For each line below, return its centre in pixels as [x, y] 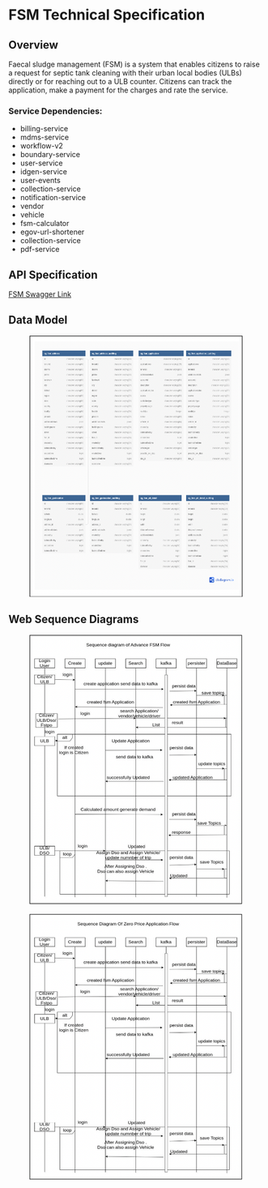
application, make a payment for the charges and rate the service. [118, 90]
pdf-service [40, 250]
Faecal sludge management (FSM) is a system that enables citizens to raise [134, 64]
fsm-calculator [45, 224]
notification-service [53, 198]
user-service [41, 163]
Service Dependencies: [55, 111]
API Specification [53, 274]
